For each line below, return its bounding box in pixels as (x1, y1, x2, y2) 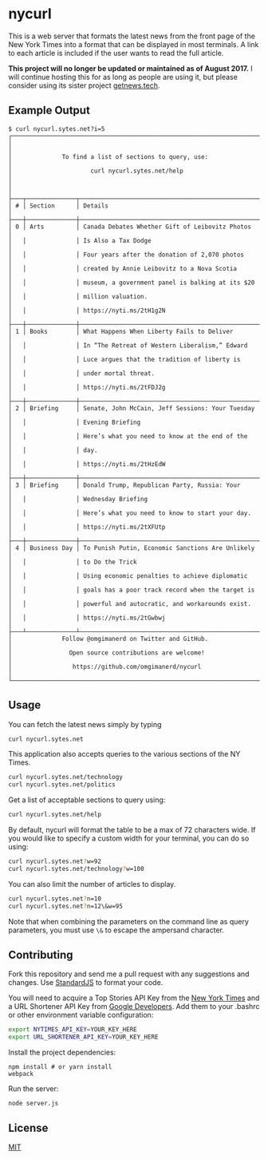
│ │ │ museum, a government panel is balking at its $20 (8, 279, 255, 287)
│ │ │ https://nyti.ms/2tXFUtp (8, 523, 166, 531)
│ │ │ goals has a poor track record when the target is (8, 586, 255, 594)
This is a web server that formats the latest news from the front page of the (8, 31, 255, 41)
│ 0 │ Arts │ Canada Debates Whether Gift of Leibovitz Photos (8, 223, 251, 231)
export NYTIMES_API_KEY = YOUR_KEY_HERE (8, 1026, 137, 1034)
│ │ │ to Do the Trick (8, 558, 137, 566)
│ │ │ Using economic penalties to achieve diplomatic (8, 572, 248, 579)
